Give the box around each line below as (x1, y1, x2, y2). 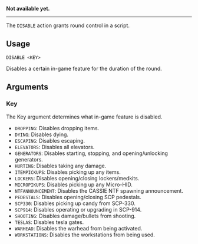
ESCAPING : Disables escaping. (14, 137, 85, 144)
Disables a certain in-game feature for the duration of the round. (6, 65, 162, 72)
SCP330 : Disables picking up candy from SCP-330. (14, 200, 136, 207)
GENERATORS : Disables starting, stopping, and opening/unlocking (14, 150, 168, 157)
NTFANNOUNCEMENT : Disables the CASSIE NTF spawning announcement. (14, 187, 184, 194)
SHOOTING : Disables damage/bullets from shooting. (14, 212, 136, 219)
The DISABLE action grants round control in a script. (6, 22, 130, 29)
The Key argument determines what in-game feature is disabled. (6, 113, 163, 120)
